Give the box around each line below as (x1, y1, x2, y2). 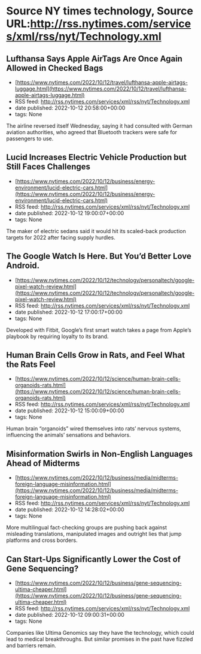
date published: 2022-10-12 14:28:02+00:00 (14, 506, 124, 513)
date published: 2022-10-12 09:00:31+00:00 (14, 611, 124, 619)
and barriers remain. (6, 642, 57, 649)
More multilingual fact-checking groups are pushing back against (6, 524, 167, 531)
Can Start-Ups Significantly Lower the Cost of (6, 554, 181, 564)
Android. (6, 261, 40, 271)
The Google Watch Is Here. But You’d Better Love (6, 251, 191, 261)
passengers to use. (6, 135, 54, 142)
